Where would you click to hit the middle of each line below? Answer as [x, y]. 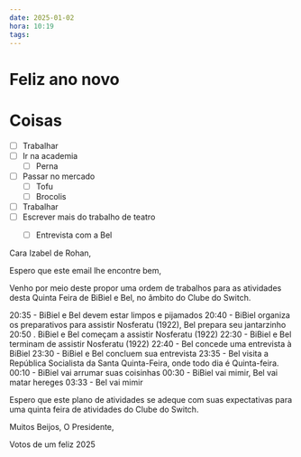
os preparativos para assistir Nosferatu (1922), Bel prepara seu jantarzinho [148, 325]
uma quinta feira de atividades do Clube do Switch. [104, 410]
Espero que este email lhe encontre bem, [86, 271]
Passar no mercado [59, 176]
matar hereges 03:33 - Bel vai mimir [76, 382]
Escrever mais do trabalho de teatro [89, 217]
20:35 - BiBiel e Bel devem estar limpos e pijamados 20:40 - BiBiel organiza [150, 315]
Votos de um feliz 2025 [53, 444]
